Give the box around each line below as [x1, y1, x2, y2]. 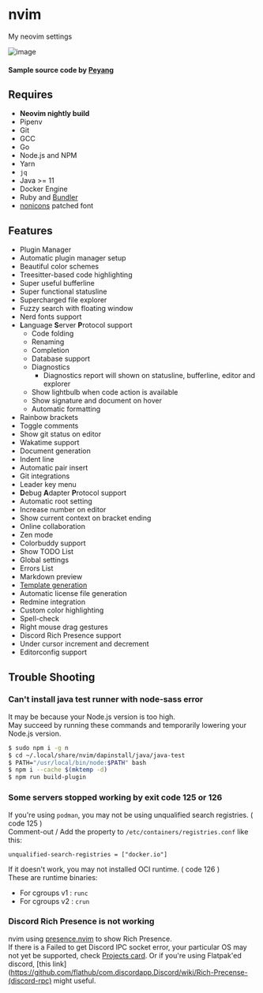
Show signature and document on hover [31, 396, 163, 406]
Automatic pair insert [19, 463, 88, 473]
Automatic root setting [19, 497, 92, 506]
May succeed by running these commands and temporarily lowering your [8, 720, 247, 729]
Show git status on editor [19, 429, 102, 439]
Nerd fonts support [19, 312, 82, 321]
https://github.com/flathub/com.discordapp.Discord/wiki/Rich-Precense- [10, 967, 248, 976]
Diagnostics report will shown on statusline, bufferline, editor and [43, 371, 255, 380]
